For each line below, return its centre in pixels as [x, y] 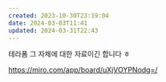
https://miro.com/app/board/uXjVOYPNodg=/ [83, 70]
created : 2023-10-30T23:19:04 [59, 16]
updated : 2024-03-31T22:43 [53, 30]
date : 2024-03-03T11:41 [48, 23]
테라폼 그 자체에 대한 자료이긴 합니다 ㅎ [69, 54]
